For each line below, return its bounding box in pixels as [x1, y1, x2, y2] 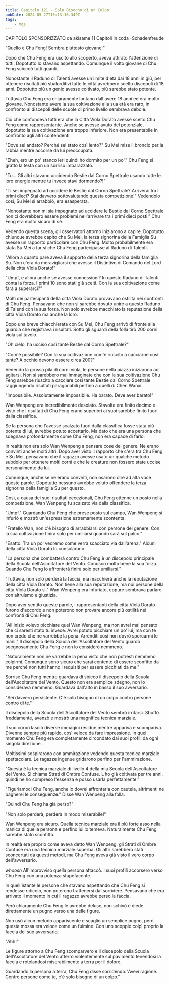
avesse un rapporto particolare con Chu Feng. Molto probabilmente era [5, 239, 153, 245]
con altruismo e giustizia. [5, 592, 58, 598]
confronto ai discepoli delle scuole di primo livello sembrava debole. [5, 106, 147, 112]
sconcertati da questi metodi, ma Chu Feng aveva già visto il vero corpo [5, 852, 155, 858]
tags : [5, 17, 17, 22]
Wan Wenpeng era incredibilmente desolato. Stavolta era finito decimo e [5, 402, 155, 409]
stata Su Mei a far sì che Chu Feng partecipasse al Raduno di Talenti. [5, 245, 148, 251]
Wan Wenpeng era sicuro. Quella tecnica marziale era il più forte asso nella [5, 821, 161, 827]
